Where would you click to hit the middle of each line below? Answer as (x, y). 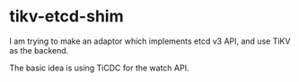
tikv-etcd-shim (66, 16)
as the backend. (39, 50)
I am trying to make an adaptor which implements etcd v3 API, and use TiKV (150, 41)
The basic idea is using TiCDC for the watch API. (99, 68)
